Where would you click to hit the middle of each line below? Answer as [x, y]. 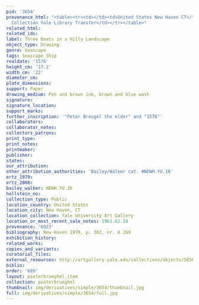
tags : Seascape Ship [32, 56]
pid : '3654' [21, 12]
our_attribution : [28, 166]
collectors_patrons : [32, 133]
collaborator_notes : [32, 128]
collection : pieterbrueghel [41, 282]
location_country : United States [47, 205]
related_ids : [22, 34]
